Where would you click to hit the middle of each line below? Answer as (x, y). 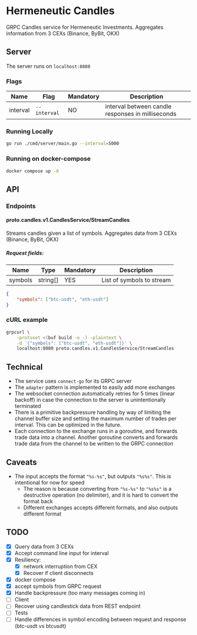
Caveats (21, 462)
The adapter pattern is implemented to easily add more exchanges (95, 387)
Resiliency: (28, 560)
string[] (48, 280)
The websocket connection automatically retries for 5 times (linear (95, 394)
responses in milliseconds (141, 114)
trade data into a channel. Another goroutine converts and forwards (96, 437)
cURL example (27, 320)
